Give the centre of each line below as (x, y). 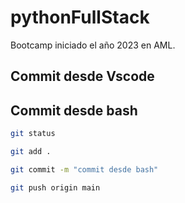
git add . (31, 152)
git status (33, 134)
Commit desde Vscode (82, 76)
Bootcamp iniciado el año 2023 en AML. (93, 45)
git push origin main (55, 187)
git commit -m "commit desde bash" (84, 169)
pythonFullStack (80, 17)
